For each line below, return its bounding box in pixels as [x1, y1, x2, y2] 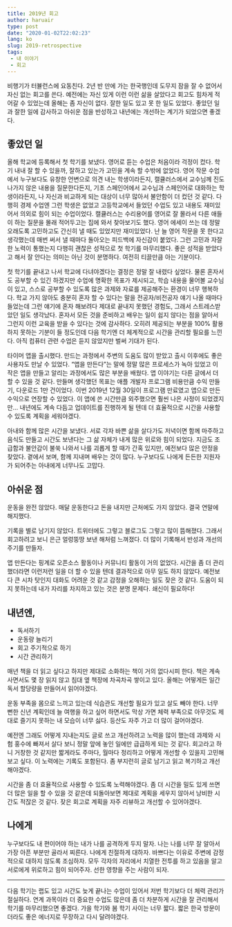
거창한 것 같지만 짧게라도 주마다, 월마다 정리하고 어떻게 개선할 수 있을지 [14, 749, 206, 757]
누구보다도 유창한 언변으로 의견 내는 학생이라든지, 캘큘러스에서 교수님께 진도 [19, 175, 225, 183]
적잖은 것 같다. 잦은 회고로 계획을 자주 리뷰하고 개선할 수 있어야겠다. [19, 798, 202, 806]
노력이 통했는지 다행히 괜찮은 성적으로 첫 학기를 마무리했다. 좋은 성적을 [14, 244, 204, 253]
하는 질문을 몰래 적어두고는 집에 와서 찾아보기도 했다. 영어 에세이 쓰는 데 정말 [14, 219, 221, 227]
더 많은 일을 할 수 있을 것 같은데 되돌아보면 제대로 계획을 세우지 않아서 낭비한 [7, 789, 213, 798]
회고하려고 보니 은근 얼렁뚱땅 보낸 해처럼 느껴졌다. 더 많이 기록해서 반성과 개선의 [7, 535, 223, 544]
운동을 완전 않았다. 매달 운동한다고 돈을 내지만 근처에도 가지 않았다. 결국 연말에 [7, 503, 219, 512]
